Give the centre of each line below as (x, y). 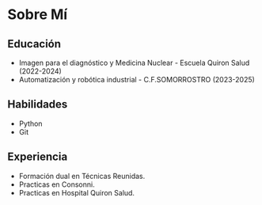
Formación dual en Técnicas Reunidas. (82, 176)
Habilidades (38, 104)
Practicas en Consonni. (57, 184)
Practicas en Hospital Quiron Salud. (77, 192)
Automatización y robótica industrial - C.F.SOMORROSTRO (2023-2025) (137, 80)
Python (30, 123)
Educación (34, 44)
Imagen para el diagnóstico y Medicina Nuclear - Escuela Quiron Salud (134, 63)
